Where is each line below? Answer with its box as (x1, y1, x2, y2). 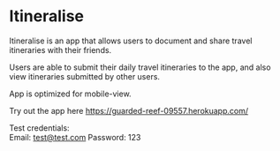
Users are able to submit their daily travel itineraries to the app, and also (9, 62, 271, 72)
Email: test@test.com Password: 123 (9, 132, 141, 142)
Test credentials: (9, 122, 70, 133)
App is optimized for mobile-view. (9, 88, 132, 99)
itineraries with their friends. (9, 44, 112, 55)
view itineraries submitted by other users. (9, 71, 161, 81)
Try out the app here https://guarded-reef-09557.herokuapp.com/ (9, 105, 249, 116)
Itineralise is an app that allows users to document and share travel (9, 35, 253, 46)
